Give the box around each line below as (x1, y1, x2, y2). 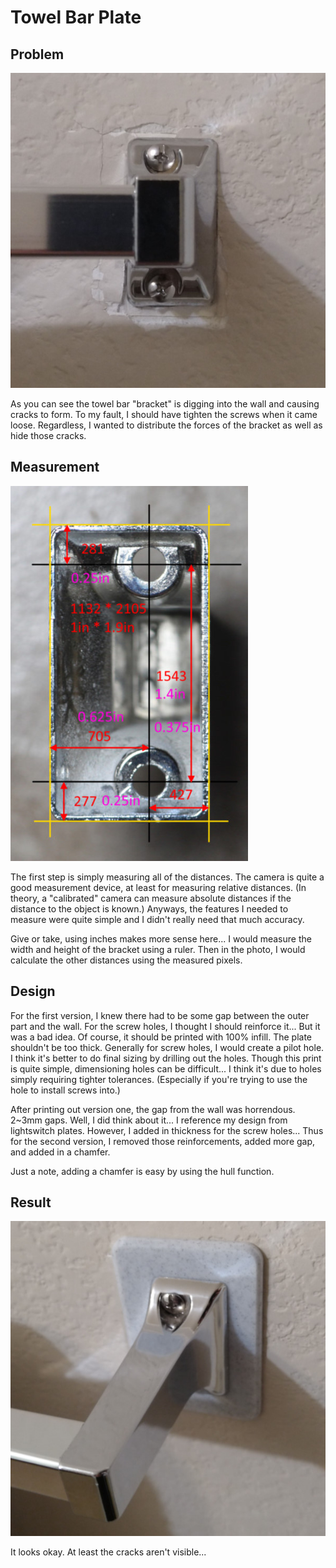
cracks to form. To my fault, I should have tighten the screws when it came (10, 409, 318, 420)
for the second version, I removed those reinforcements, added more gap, (10, 1135, 316, 1147)
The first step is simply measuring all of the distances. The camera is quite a (10, 871, 325, 883)
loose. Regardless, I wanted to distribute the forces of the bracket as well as (10, 419, 323, 431)
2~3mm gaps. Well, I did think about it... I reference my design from (10, 1114, 288, 1126)
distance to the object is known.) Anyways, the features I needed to (10, 902, 289, 915)
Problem (10, 46, 65, 63)
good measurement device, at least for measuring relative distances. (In (10, 881, 307, 893)
